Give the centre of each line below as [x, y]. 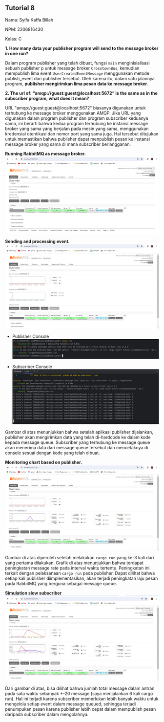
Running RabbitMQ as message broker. [46, 153]
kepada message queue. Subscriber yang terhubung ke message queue [78, 442]
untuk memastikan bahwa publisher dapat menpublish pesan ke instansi [78, 139]
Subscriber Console [32, 367]
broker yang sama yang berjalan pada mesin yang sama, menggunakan [77, 129]
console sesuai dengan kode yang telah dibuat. [52, 453]
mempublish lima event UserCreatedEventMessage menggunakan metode [77, 73]
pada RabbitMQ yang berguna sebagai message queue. [61, 583]
